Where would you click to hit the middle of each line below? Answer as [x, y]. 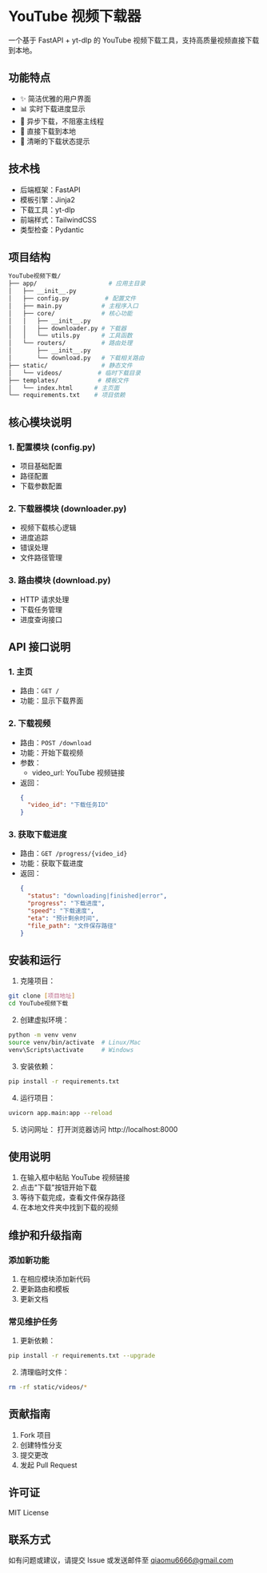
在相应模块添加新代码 [55, 1279]
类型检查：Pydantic [52, 230]
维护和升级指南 [45, 1235]
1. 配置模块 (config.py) [52, 447]
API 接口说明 [40, 646]
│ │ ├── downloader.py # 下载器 [68, 328]
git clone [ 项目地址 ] [42, 996]
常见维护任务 [33, 1322]
